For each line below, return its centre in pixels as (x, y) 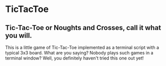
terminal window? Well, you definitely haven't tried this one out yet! (74, 58)
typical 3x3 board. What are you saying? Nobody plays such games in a (79, 53)
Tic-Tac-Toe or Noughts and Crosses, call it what (83, 28)
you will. (19, 35)
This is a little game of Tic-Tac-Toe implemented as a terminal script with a (82, 47)
